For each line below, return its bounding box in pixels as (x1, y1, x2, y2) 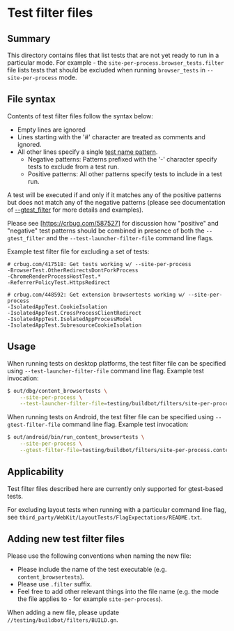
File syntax (7, 93, 56, 105)
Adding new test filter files (7, 533, 125, 545)
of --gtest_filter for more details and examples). (7, 205, 144, 214)
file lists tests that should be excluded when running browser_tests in (7, 66, 206, 74)
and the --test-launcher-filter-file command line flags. (46, 233, 214, 242)
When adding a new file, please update (7, 608, 120, 616)
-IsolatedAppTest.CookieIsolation (7, 303, 108, 311)
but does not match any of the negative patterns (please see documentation (7, 198, 226, 206)
